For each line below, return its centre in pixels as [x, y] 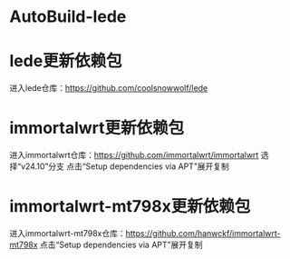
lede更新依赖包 [66, 61]
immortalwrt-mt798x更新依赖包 [130, 207]
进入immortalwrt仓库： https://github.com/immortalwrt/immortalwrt [134, 155]
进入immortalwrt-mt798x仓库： [68, 233]
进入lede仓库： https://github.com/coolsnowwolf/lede [109, 88]
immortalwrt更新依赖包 [97, 128]
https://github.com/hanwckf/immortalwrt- [203, 233]
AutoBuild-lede [68, 17]
